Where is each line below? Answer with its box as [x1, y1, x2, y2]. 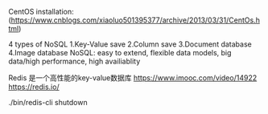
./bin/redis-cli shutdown [8, 98, 88, 107]
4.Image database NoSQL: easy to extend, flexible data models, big [8, 48, 232, 57]
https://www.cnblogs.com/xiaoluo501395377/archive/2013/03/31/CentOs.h [10, 15, 260, 25]
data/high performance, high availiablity [8, 56, 141, 66]
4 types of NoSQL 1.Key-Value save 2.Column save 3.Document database [8, 39, 252, 49]
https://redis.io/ [8, 82, 60, 92]
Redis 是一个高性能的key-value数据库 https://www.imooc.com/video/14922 [8, 73, 258, 83]
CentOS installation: [8, 7, 74, 16]
